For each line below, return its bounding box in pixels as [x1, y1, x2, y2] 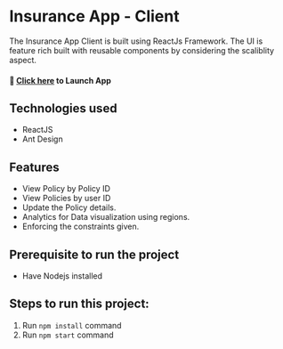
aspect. [9, 54, 37, 65]
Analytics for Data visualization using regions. [21, 212, 190, 223]
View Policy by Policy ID [21, 183, 111, 194]
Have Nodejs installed [21, 270, 103, 281]
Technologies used [9, 101, 117, 116]
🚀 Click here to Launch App [9, 75, 111, 85]
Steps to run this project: [9, 296, 150, 312]
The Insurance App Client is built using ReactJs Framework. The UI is [9, 36, 263, 46]
